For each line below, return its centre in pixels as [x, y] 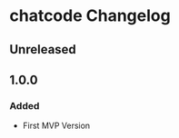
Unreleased [43, 49]
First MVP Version [56, 126]
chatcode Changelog [90, 16]
